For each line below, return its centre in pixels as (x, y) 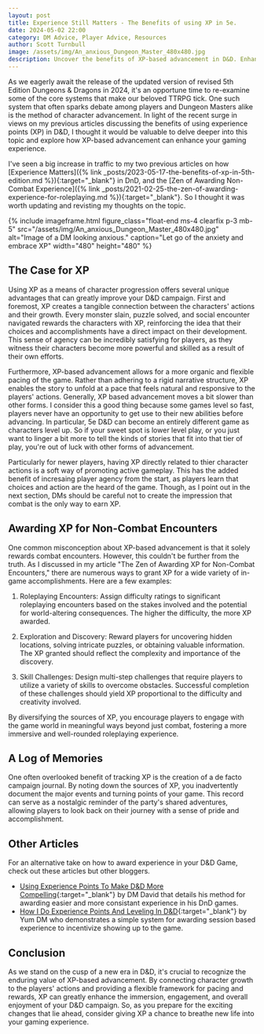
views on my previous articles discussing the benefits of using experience (128, 123)
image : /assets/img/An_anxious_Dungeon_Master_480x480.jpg (107, 52)
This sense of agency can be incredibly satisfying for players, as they (121, 340)
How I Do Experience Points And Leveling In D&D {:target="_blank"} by (133, 911)
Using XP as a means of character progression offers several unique (119, 289)
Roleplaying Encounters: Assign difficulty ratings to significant (120, 596)
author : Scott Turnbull (47, 45)
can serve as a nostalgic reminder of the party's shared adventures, (118, 802)
